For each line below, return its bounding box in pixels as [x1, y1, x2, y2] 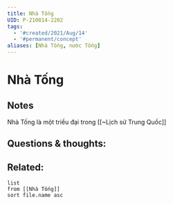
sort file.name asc [7, 192, 64, 199]
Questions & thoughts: [7, 138, 107, 149]
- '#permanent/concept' [13, 36, 82, 43]
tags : [7, 23, 23, 30]
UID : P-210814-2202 [7, 17, 64, 24]
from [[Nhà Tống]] [7, 186, 60, 193]
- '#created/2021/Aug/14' [13, 29, 89, 37]
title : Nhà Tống [7, 10, 54, 17]
